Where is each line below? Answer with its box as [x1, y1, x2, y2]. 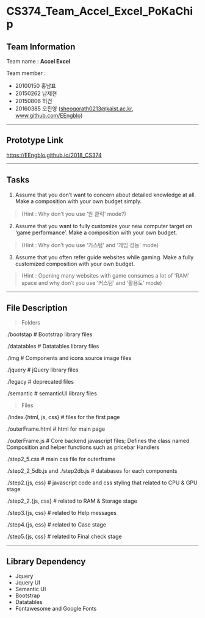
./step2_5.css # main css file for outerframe [6, 456, 116, 463]
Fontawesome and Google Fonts [15, 605, 97, 613]
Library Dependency [6, 556, 86, 567]
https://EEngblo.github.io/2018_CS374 [6, 151, 102, 159]
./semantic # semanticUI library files [6, 390, 98, 397]
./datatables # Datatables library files [6, 343, 99, 350]
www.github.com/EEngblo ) [15, 112, 83, 119]
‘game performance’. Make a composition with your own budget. [15, 229, 178, 236]
